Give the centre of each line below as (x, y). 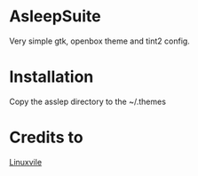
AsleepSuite (55, 16)
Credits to (46, 137)
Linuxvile (26, 162)
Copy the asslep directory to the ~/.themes (88, 101)
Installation (51, 77)
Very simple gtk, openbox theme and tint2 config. (100, 41)
